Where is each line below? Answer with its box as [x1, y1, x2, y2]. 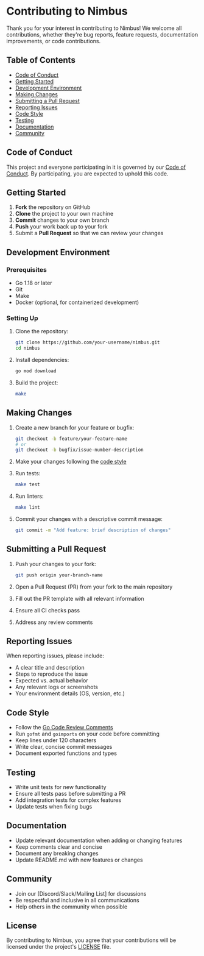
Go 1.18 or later [15, 279, 53, 287]
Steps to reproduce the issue [15, 670, 88, 678]
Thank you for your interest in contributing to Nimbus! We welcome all [6, 24, 182, 32]
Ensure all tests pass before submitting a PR [15, 790, 126, 798]
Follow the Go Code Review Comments [15, 724, 113, 731]
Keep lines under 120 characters [15, 737, 97, 744]
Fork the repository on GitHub [15, 204, 91, 211]
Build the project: [15, 379, 58, 386]
